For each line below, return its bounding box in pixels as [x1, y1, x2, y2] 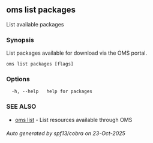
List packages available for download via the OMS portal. [6, 49, 148, 56]
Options [6, 75, 30, 84]
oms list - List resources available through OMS [14, 116, 133, 123]
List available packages [6, 20, 64, 28]
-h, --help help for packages [11, 88, 93, 95]
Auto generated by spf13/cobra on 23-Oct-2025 [6, 130, 126, 137]
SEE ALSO [6, 102, 37, 111]
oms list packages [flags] [6, 61, 74, 67]
